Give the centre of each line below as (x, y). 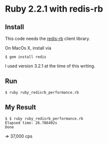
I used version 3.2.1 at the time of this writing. (50, 66)
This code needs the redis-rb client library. (48, 38)
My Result (21, 107)
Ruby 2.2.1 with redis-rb (54, 9)
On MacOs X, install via (28, 48)
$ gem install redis (26, 57)
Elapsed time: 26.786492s (31, 123)
